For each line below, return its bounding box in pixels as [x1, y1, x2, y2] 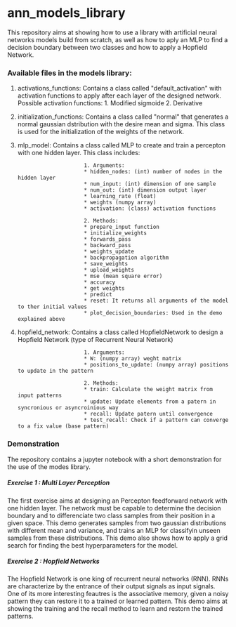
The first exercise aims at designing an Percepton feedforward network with [7, 496, 228, 505]
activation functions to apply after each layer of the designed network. [17, 91, 221, 100]
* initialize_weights [84, 230, 147, 237]
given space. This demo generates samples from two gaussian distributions [7, 518, 227, 527]
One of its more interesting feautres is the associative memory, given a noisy [7, 590, 229, 598]
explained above [17, 316, 65, 323]
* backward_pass [84, 242, 131, 249]
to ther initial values [17, 303, 88, 310]
